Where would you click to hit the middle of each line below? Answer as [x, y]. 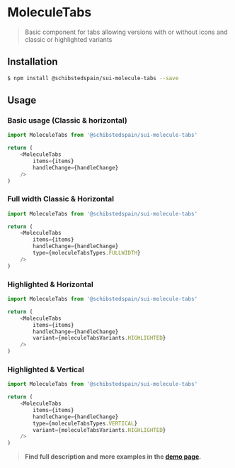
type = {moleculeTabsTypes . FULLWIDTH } [87, 253]
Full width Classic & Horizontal [61, 199]
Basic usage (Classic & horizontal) [67, 120]
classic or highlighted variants [68, 39]
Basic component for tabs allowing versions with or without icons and [126, 32]
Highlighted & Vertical [46, 369]
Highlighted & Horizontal [50, 284]
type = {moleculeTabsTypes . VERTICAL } [85, 423]
